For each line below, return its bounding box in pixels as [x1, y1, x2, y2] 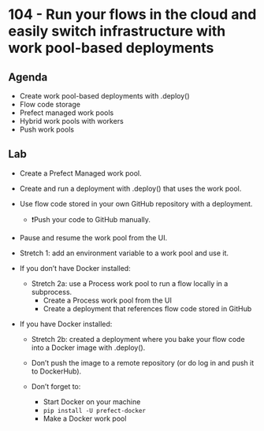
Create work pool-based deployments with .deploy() [19, 91, 191, 100]
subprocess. [31, 287, 73, 296]
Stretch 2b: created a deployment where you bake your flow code [31, 334, 246, 344]
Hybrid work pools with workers [19, 117, 124, 125]
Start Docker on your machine [43, 396, 141, 407]
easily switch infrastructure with [8, 22, 226, 40]
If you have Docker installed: [19, 319, 113, 329]
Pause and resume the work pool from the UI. [19, 232, 168, 242]
